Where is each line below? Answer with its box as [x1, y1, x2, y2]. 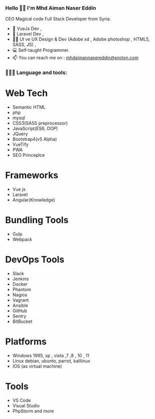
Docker [12, 281, 28, 287]
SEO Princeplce [12, 152, 45, 158]
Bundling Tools [5, 215, 69, 226]
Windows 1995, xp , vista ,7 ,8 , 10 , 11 [12, 352, 89, 358]
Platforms [5, 336, 46, 347]
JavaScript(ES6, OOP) [12, 125, 58, 132]
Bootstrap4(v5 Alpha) [12, 136, 57, 142]
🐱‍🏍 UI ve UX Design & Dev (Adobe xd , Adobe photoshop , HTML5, [12, 36, 150, 42]
